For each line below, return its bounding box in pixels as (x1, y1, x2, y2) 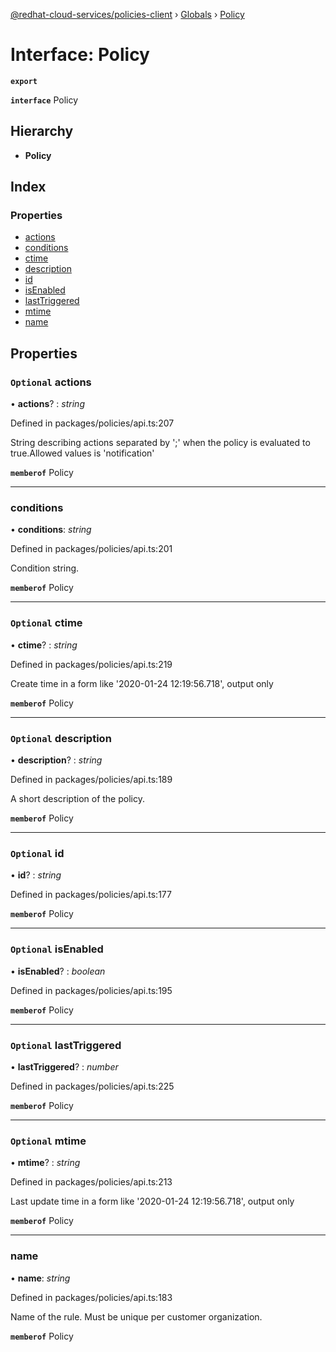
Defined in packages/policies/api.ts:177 (10, 889, 172, 901)
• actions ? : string (10, 398, 85, 410)
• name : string (10, 1272, 71, 1284)
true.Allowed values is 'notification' (10, 447, 155, 459)
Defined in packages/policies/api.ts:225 (10, 1080, 175, 1092)
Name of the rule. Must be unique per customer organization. (10, 1310, 263, 1323)
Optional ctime (10, 616, 83, 630)
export (10, 76, 38, 86)
